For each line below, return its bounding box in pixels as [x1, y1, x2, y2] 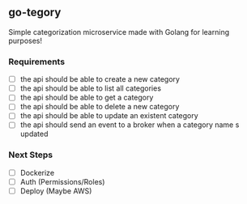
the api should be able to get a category [19, 92, 154, 103]
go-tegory [8, 6, 62, 19]
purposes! [8, 36, 43, 45]
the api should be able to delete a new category [19, 102, 180, 112]
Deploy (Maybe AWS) [19, 185, 92, 196]
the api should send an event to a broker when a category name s [19, 120, 240, 130]
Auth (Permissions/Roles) [19, 176, 105, 186]
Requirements [8, 56, 66, 67]
